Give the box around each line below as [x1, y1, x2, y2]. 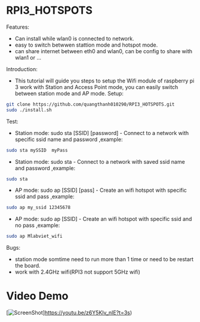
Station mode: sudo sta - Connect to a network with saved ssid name [14, 158, 185, 165]
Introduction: [6, 65, 38, 72]
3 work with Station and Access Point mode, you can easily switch [14, 83, 179, 90]
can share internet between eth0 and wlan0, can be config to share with [14, 47, 193, 54]
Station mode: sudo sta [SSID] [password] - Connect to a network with [14, 129, 189, 136]
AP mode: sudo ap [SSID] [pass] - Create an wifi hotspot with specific [14, 186, 187, 194]
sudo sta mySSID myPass [6, 147, 68, 153]
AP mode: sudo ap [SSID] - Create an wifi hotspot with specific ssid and [14, 216, 192, 223]
